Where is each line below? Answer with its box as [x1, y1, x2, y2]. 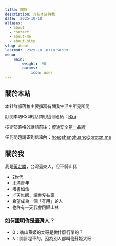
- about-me [9, 34, 31, 39]
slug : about [5, 43, 29, 48]
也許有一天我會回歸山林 [12, 204, 59, 210]
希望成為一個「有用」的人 [12, 198, 63, 204]
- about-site [9, 39, 36, 44]
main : [14, 57, 25, 62]
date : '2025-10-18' [5, 16, 44, 21]
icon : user [30, 70, 53, 75]
